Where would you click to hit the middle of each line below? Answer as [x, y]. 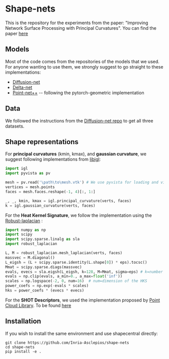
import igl [17, 169]
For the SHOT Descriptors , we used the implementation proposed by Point [82, 300]
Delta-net [22, 87]
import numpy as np [26, 230]
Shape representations [42, 142]
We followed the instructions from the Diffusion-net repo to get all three [79, 121]
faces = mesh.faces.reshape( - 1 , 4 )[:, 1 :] [50, 192]
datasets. [15, 126]
